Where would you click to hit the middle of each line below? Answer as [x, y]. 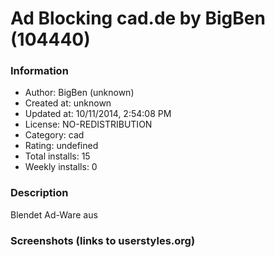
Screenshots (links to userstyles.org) [103, 240]
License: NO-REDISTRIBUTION [88, 124]
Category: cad [54, 135]
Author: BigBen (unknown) [79, 93]
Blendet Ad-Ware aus [54, 214]
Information [39, 71]
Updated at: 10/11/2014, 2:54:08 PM [98, 114]
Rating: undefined [61, 146]
